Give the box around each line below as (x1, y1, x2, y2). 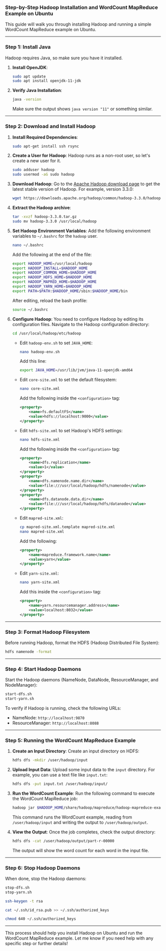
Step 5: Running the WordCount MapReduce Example (5, 737, 136, 744)
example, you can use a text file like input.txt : (12, 772, 108, 778)
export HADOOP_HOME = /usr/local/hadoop (12, 261, 92, 266)
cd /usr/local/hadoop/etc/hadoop (12, 331, 82, 336)
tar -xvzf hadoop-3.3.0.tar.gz (12, 214, 77, 219)
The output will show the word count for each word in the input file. (12, 847, 149, 853)
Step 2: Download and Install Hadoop (5, 123, 96, 130)
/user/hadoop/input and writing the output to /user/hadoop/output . (12, 819, 148, 825)
